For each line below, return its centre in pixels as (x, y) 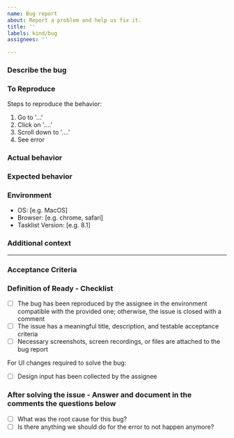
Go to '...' (30, 118)
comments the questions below (62, 404)
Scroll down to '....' (44, 133)
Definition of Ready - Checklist (60, 288)
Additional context (39, 243)
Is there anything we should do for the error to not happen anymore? (116, 427)
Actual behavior (35, 158)
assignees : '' (28, 40)
